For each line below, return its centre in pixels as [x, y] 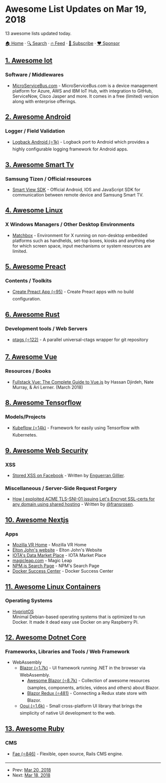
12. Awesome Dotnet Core [46, 638]
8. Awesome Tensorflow [43, 403]
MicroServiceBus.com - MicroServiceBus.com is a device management [85, 86]
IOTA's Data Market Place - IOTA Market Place [59, 555]
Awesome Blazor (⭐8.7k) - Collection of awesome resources [88, 681]
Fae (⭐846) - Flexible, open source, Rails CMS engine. [68, 754]
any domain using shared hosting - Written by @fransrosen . [73, 504]
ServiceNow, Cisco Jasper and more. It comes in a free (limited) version [85, 96]
